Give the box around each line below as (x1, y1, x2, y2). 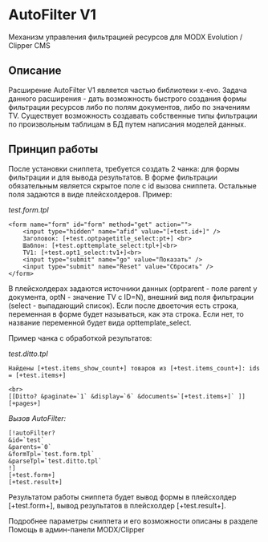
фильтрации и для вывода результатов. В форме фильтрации (8, 172, 218, 182)
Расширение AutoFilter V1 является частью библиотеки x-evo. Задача (8, 85, 247, 95)
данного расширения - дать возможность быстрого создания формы (8, 94, 247, 103)
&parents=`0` (8, 443, 52, 451)
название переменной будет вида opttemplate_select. (8, 318, 192, 327)
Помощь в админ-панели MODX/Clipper (8, 524, 145, 534)
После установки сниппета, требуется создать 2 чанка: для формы (8, 164, 240, 173)
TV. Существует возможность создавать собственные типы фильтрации (8, 111, 258, 120)
